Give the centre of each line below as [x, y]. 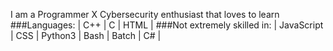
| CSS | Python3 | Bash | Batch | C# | [86, 35]
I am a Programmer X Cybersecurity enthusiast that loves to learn [145, 14]
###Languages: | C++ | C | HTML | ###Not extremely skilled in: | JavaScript [167, 25]
